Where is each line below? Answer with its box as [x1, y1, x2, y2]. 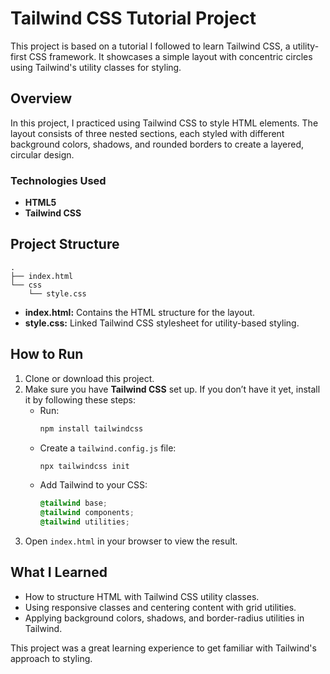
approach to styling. [10, 652, 93, 664]
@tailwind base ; [39, 498, 108, 509]
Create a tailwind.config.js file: [39, 442, 177, 454]
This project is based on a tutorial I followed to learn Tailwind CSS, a [10, 40, 291, 52]
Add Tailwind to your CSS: [39, 479, 148, 491]
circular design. [10, 148, 75, 161]
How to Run [10, 346, 84, 363]
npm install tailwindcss [39, 423, 144, 434]
